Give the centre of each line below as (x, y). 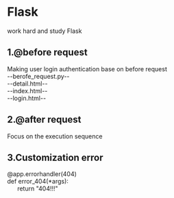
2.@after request (44, 120)
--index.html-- (27, 90)
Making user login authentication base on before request (87, 69)
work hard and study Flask (45, 31)
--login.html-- (27, 98)
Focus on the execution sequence (55, 136)
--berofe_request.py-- (38, 76)
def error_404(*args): (38, 182)
